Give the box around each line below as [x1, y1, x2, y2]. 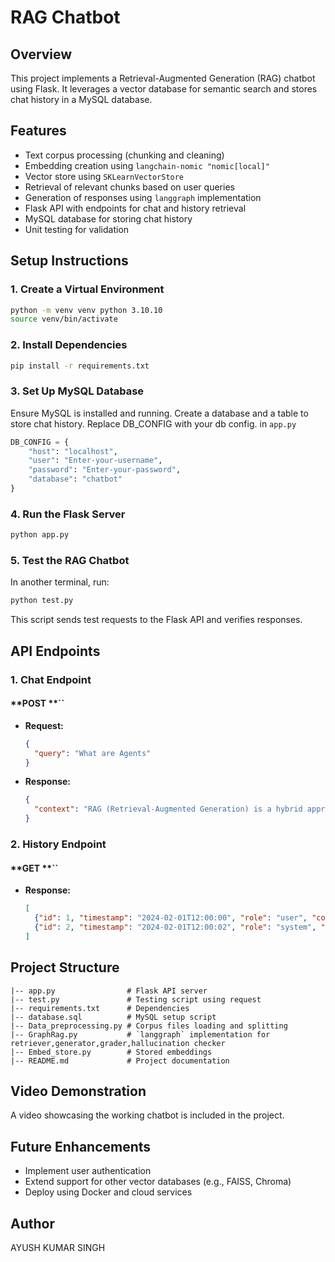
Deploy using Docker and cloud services [24, 1186, 193, 1198]
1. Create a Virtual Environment [10, 282, 165, 296]
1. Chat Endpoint [10, 672, 92, 686]
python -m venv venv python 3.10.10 [10, 305, 163, 315]
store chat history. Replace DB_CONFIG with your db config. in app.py [10, 417, 297, 430]
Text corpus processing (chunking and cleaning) [24, 149, 225, 161]
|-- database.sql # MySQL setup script [10, 1012, 217, 1022]
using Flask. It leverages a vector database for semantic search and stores [10, 83, 318, 95]
